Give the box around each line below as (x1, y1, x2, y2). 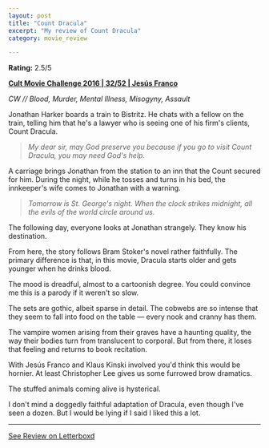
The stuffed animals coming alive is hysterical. (8, 384, 162, 394)
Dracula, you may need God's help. (27, 151, 146, 160)
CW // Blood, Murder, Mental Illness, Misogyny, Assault (8, 94, 191, 104)
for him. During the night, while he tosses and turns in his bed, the (8, 175, 226, 184)
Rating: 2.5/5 (8, 63, 52, 73)
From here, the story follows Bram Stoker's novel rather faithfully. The (8, 247, 239, 256)
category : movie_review (8, 34, 88, 42)
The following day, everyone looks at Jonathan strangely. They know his (8, 223, 247, 232)
